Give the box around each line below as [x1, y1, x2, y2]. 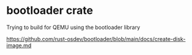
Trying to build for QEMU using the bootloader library [6, 24, 141, 31]
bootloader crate [6, 4, 94, 18]
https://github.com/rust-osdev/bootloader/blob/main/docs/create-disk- [6, 35, 186, 42]
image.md [6, 42, 32, 49]
